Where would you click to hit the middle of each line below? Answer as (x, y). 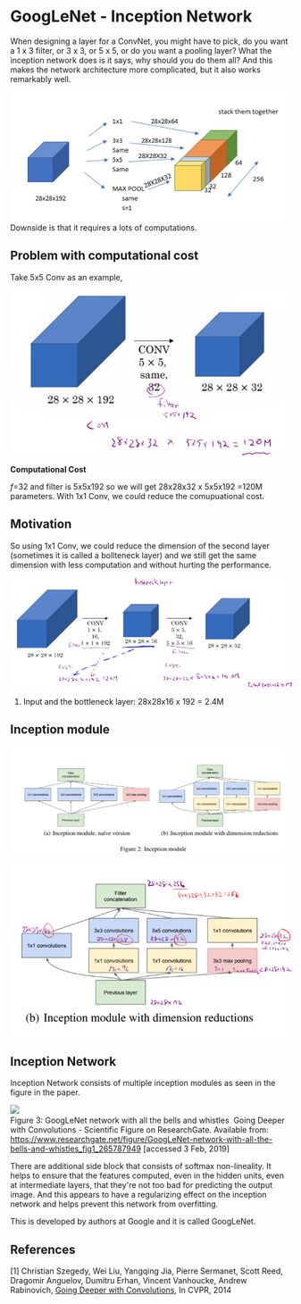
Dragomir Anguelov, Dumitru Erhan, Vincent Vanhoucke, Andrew (129, 1281)
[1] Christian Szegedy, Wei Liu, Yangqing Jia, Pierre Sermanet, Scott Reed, (147, 1271)
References (43, 1249)
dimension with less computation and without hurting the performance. (141, 564)
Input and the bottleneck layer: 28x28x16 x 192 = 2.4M (123, 701)
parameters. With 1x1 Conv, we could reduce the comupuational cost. (138, 497)
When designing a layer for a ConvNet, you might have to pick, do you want (149, 41)
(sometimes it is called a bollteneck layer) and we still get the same (134, 555)
